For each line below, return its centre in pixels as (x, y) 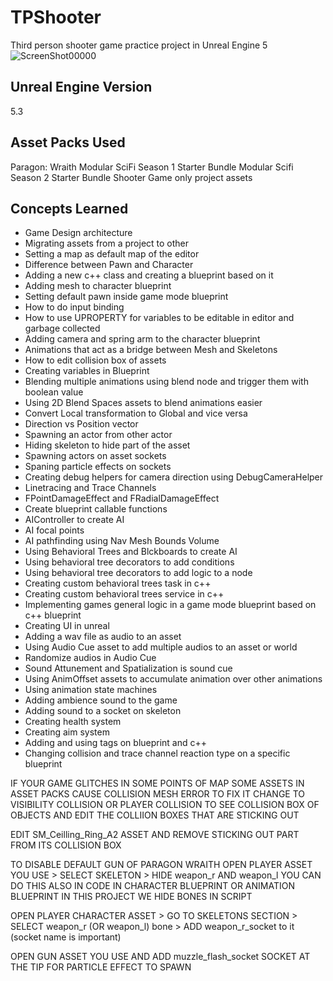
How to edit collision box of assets (95, 360)
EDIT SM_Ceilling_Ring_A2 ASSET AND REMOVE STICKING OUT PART (155, 835)
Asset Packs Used (68, 142)
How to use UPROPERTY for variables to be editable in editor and (159, 318)
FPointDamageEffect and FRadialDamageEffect (122, 498)
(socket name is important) (66, 937)
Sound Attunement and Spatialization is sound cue (128, 668)
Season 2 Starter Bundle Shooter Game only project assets (131, 177)
